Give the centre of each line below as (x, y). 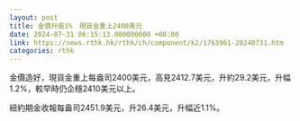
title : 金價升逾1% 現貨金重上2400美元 (76, 26)
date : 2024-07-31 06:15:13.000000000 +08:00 (94, 34)
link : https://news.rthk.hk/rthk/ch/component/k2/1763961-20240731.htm (146, 43)
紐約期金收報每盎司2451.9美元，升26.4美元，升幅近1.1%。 (117, 108)
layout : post (34, 17)
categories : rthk (42, 51)
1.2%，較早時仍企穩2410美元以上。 (75, 89)
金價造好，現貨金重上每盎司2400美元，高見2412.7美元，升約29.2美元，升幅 (150, 78)
